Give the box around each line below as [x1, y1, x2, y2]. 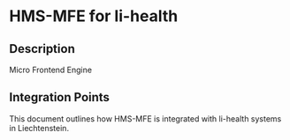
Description [9, 41, 75, 56]
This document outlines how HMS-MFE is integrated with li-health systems [9, 113, 282, 124]
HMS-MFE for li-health [9, 6, 179, 26]
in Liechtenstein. [9, 122, 69, 133]
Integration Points [9, 90, 111, 105]
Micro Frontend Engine [9, 64, 93, 75]
